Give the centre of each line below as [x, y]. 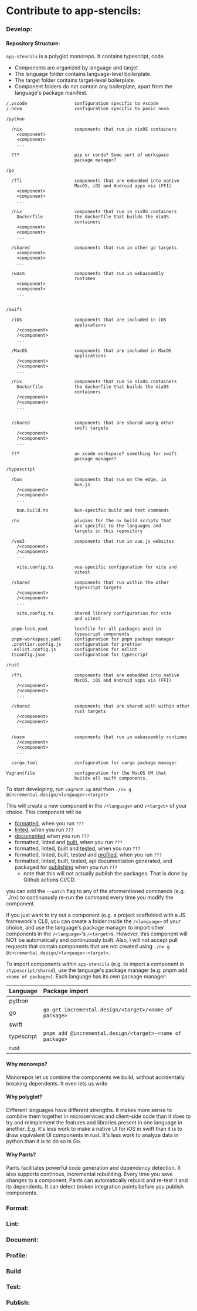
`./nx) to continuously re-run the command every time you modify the [90, 897]
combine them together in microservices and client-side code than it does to [98, 1116]
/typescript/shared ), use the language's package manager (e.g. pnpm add [97, 970]
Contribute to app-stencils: [74, 11]
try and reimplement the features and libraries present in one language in [94, 1122]
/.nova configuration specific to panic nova [87, 109]
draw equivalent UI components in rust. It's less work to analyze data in [92, 1135]
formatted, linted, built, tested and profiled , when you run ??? [88, 855]
